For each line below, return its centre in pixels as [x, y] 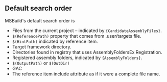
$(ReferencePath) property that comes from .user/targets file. [77, 36]
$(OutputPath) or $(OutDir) [41, 63]
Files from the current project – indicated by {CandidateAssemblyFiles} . [87, 31]
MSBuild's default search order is [40, 20]
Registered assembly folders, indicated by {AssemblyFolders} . [77, 58]
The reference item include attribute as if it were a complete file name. [86, 74]
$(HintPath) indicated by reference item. [55, 41]
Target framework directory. [42, 47]
